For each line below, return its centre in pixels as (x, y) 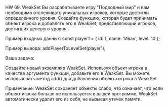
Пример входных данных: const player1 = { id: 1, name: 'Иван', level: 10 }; (83, 38)
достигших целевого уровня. (37, 29)
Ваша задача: (20, 58)
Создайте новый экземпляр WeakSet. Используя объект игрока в (76, 68)
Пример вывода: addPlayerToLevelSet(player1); (55, 48)
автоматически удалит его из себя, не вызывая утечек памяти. (74, 99)
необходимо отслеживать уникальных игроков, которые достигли (77, 13)
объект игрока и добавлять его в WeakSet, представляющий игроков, (81, 23)
